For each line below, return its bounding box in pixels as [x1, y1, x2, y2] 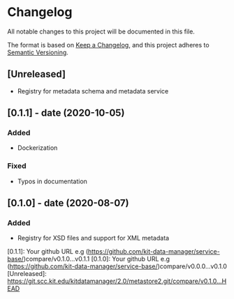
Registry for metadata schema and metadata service [17, 86, 169, 95]
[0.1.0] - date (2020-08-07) [7, 197, 129, 209]
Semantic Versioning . [7, 48, 68, 56]
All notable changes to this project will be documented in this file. [7, 27, 196, 36]
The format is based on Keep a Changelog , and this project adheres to [7, 40, 210, 49]
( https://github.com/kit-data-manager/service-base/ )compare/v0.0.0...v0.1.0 [7, 262, 227, 270]
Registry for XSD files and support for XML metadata [17, 234, 170, 243]
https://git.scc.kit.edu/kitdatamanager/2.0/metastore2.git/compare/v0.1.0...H [7, 277, 227, 286]
